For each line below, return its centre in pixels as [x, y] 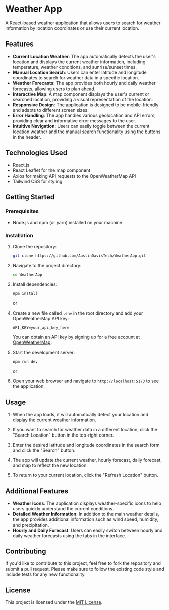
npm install [25, 294]
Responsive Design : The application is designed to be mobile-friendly [86, 105]
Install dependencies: [35, 284]
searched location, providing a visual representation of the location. [83, 99]
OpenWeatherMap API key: [41, 319]
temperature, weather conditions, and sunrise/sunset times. [75, 67]
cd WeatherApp [27, 275]
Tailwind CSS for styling [37, 181]
